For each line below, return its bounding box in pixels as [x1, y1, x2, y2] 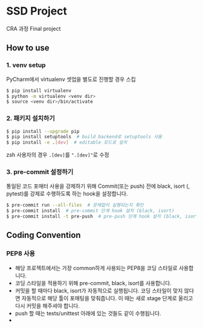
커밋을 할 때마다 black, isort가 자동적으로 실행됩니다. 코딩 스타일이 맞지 [14, 287, 183, 294]
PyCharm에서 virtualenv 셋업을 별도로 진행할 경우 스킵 [6, 76, 136, 83]
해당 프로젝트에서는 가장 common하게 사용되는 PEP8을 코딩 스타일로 [14, 264, 178, 271]
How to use [6, 43, 50, 53]
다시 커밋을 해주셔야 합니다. [14, 302, 80, 309]
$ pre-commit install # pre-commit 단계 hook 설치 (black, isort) [6, 208, 175, 214]
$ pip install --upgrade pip [6, 128, 80, 134]
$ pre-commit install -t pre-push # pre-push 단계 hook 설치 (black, [6, 213, 183, 220]
